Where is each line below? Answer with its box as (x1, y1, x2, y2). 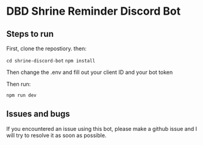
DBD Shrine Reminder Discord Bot (6, 4, 181, 18)
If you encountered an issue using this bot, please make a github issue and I (6, 125, 197, 132)
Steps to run (6, 29, 54, 39)
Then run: (6, 81, 31, 87)
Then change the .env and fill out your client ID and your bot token (6, 69, 173, 76)
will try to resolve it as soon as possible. (6, 132, 107, 139)
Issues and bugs (6, 109, 70, 119)
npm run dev (6, 92, 37, 99)
